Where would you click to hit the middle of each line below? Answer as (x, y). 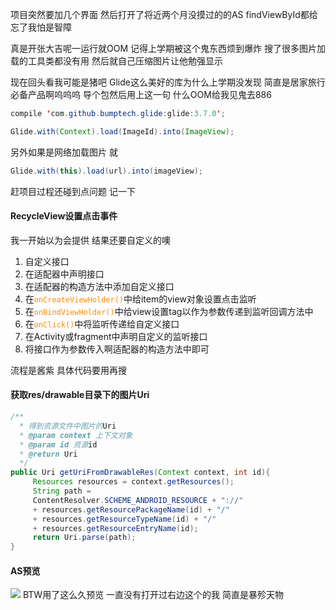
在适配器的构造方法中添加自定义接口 (99, 286)
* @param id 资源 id (58, 444)
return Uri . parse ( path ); (84, 538)
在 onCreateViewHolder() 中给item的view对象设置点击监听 (140, 299)
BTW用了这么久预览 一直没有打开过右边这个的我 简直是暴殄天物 (153, 595)
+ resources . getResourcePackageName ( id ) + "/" (131, 509)
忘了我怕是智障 (41, 27)
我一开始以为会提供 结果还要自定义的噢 (90, 240)
